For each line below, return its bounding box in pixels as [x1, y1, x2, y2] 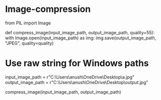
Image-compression [5, 3, 91, 15]
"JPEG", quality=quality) [5, 40, 54, 46]
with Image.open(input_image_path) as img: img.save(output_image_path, [5, 35, 157, 41]
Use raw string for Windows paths [5, 58, 149, 69]
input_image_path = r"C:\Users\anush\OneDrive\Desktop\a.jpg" [5, 74, 135, 80]
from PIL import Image [5, 20, 51, 26]
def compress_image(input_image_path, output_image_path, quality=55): [5, 29, 155, 35]
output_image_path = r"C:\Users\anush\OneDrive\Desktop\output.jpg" [5, 79, 149, 85]
